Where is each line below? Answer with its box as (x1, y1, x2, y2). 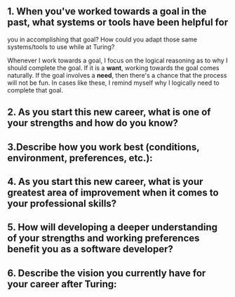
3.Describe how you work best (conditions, (7, 141, 200, 153)
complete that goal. (7, 85, 63, 94)
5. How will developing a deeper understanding (7, 221, 218, 233)
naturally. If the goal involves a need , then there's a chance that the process (7, 71, 227, 79)
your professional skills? (7, 198, 117, 209)
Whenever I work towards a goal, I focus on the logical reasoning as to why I (7, 56, 228, 64)
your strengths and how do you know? (7, 117, 179, 129)
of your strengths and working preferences (7, 233, 200, 244)
